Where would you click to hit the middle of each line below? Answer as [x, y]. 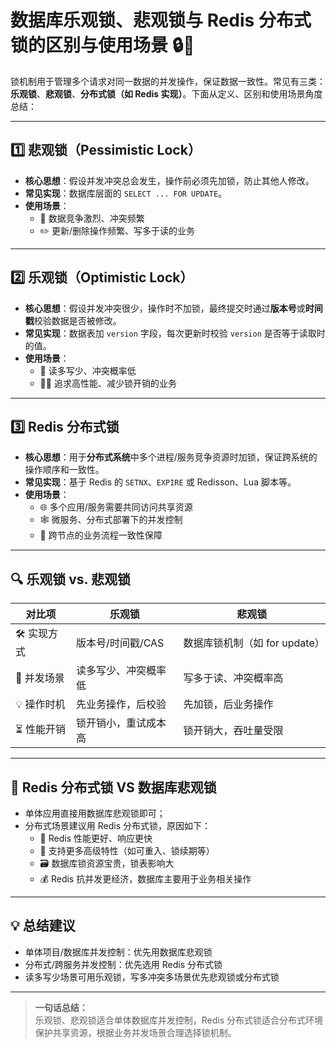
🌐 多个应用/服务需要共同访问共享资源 [116, 507]
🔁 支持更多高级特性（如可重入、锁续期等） [127, 850]
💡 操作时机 [40, 704]
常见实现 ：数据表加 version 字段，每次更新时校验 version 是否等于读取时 [175, 333]
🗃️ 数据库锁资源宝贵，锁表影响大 [107, 863]
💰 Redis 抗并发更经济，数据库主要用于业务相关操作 [145, 879]
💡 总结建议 [43, 926]
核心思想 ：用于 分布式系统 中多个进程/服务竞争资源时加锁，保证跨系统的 [171, 457]
